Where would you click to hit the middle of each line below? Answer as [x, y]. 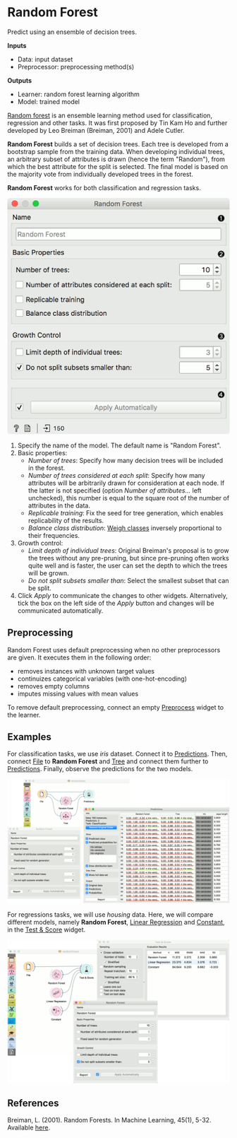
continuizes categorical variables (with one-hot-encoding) [102, 679]
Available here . [29, 1127]
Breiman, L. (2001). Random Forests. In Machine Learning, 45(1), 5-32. [109, 1120]
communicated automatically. [60, 610]
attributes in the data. [59, 505]
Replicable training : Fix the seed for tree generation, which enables [126, 512]
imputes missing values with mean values [78, 693]
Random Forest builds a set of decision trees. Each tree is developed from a [118, 144]
